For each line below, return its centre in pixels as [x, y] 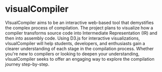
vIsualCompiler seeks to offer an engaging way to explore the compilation [80, 59]
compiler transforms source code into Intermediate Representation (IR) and [81, 33]
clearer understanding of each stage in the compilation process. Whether [80, 48]
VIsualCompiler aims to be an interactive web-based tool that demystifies [80, 23]
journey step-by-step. [27, 64]
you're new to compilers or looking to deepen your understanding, [72, 54]
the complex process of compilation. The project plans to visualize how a [79, 27]
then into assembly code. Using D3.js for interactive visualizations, [73, 38]
